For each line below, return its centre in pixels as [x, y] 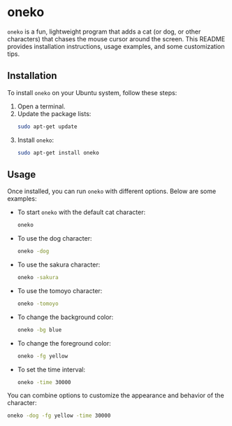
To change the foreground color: [64, 343]
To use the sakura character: [59, 265]
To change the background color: [65, 317]
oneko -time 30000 [44, 382]
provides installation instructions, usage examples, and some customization [116, 46]
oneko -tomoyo [38, 304]
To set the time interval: [51, 369]
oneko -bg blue [39, 329]
